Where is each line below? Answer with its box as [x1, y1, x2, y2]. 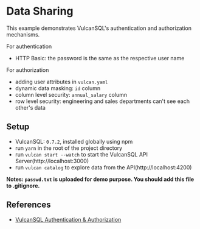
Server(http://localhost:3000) [15, 157, 89, 164]
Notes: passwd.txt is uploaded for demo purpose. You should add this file [6, 175, 195, 183]
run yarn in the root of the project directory [15, 144, 123, 152]
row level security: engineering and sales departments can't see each [15, 97, 190, 105]
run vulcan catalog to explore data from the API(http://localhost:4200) [15, 163, 192, 171]
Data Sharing [6, 4, 74, 18]
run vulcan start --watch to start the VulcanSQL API [15, 150, 148, 158]
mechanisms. [6, 30, 40, 38]
